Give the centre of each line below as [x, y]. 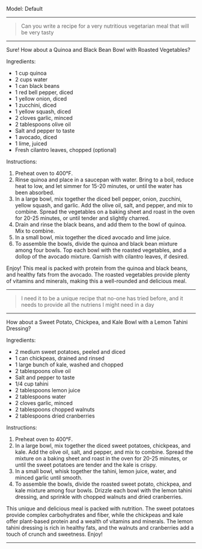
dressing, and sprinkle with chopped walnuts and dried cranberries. [99, 497]
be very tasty [37, 32]
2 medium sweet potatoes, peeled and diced [70, 352]
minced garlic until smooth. [49, 478]
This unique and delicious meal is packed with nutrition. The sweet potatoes [100, 508]
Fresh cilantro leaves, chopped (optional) [66, 150]
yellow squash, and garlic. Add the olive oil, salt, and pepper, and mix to [104, 205]
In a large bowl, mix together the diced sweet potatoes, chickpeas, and [103, 446]
